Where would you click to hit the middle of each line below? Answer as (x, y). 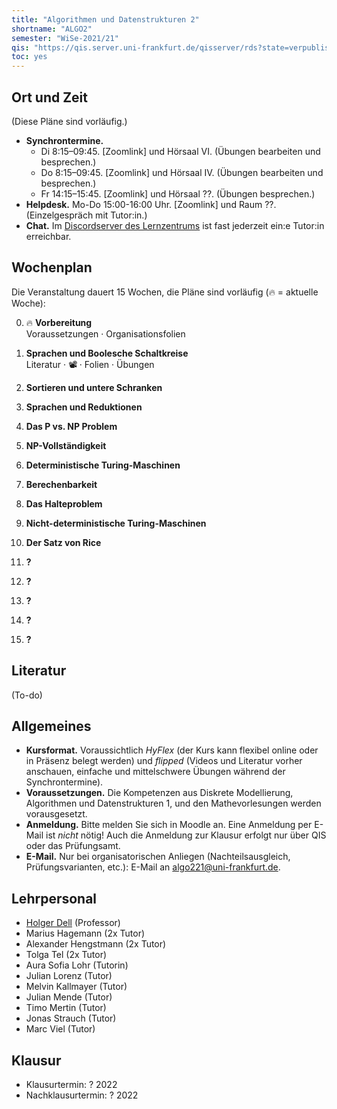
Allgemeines (51, 726)
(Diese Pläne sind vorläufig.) (69, 121)
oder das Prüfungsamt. (73, 846)
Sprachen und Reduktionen (84, 407)
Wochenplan (52, 267)
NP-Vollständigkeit (66, 445)
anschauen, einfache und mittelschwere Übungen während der (155, 772)
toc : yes (29, 57)
